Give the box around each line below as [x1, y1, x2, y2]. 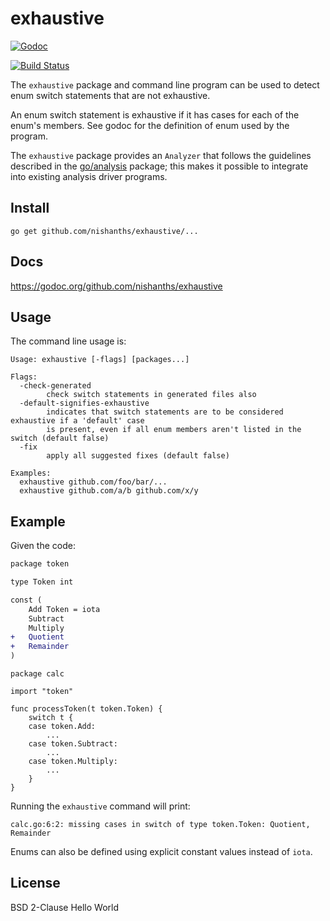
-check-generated [19, 381, 92, 391]
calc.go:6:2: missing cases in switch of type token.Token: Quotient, [10, 820, 311, 830]
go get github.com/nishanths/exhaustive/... [10, 226, 199, 236]
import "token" [10, 687, 74, 697]
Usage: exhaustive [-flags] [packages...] [10, 355, 190, 365]
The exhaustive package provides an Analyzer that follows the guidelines [10, 149, 312, 161]
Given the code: [10, 540, 76, 552]
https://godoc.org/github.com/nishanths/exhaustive [10, 280, 223, 292]
